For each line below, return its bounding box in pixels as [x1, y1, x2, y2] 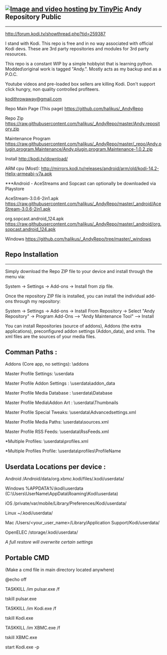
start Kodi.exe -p [5, 644, 40, 650]
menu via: [5, 273, 26, 279]
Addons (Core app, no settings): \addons [5, 361, 89, 367]
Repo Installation [5, 250, 59, 259]
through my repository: [13, 298, 61, 304]
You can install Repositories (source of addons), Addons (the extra [5, 323, 142, 329]
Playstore [5, 186, 25, 192]
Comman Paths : [5, 348, 58, 357]
